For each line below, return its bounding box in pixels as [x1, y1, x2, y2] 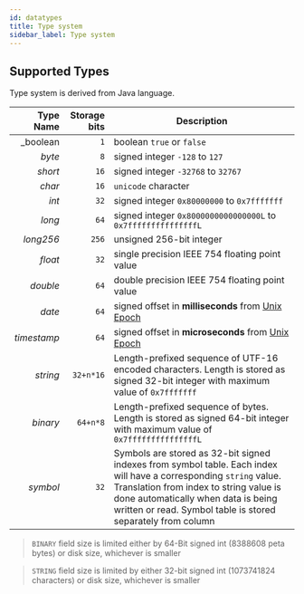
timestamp [14, 331, 61, 344]
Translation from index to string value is [113, 481, 282, 493]
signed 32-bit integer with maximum [113, 375, 271, 388]
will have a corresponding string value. [113, 470, 282, 483]
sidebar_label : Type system [9, 30, 116, 39]
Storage [70, 110, 106, 122]
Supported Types [9, 63, 110, 79]
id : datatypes [9, 13, 63, 23]
